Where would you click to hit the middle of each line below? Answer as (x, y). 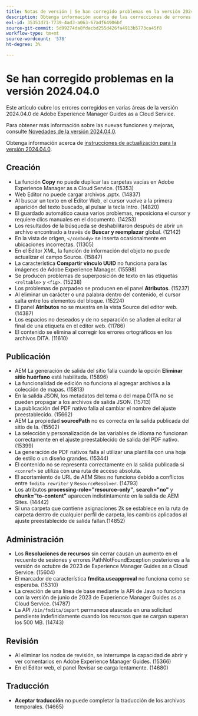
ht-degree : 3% (24, 45)
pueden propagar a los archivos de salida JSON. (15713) (83, 402)
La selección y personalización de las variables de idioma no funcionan (101, 433)
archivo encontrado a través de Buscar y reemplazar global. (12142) (98, 232)
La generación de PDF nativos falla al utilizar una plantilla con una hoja (100, 452)
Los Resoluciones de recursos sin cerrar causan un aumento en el (96, 553)
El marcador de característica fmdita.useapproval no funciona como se (102, 579)
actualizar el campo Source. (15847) (59, 257)
